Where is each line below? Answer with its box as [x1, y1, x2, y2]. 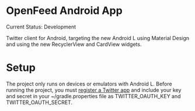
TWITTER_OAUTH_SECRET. [6, 99, 73, 106]
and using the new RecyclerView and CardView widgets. [6, 41, 142, 48]
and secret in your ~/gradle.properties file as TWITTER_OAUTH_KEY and [6, 92, 181, 99]
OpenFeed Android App [6, 4, 123, 17]
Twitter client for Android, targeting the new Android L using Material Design [6, 34, 190, 41]
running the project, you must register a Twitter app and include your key [6, 86, 182, 94]
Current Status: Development [6, 23, 76, 30]
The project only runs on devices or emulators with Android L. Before [6, 80, 172, 87]
